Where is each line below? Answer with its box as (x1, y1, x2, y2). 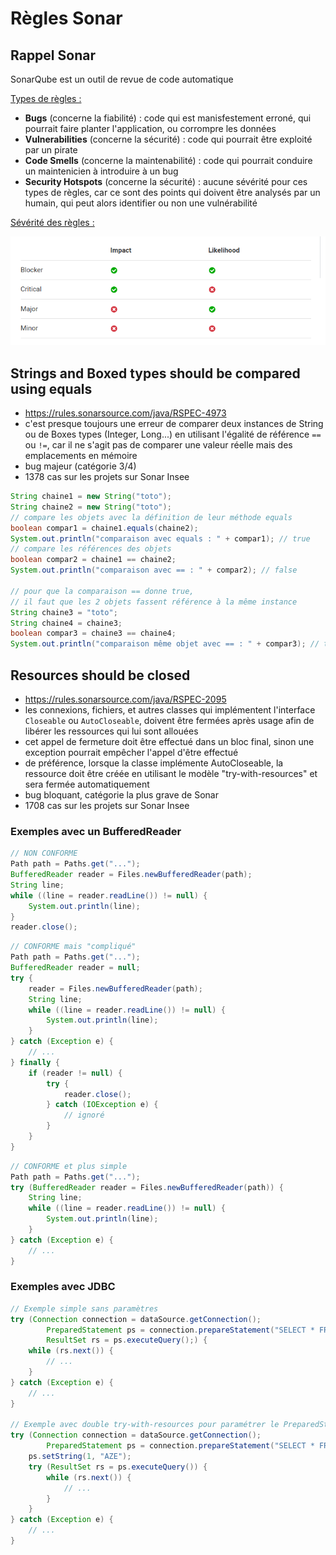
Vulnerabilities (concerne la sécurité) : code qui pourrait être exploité (24, 133, 313, 145)
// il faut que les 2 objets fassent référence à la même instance (10, 597, 298, 607)
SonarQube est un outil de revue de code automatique (10, 73, 234, 85)
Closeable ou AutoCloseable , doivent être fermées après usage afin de (24, 714, 315, 726)
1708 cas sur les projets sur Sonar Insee (24, 799, 190, 811)
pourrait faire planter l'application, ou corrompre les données (24, 123, 277, 134)
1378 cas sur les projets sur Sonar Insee (24, 471, 190, 483)
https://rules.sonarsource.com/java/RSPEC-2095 (24, 693, 227, 705)
